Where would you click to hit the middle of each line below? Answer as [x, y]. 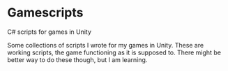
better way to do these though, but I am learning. [77, 59]
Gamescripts [45, 13]
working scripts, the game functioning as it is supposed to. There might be [114, 52]
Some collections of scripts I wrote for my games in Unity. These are [106, 45]
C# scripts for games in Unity [50, 32]
